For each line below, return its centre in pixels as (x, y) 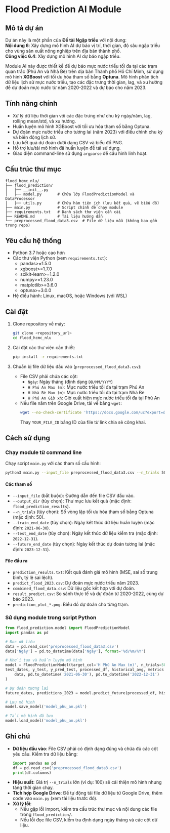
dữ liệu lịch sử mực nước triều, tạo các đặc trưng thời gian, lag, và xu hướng (84, 82)
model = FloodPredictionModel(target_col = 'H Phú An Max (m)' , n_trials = (83, 665)
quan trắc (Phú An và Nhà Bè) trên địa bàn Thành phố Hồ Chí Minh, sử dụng (84, 71)
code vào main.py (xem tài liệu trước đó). (55, 799)
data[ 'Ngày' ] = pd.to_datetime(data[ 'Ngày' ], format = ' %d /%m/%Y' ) (75, 651)
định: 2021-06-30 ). (31, 528)
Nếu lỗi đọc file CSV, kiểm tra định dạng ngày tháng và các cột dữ (89, 820)
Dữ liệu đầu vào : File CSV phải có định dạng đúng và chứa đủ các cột (85, 748)
